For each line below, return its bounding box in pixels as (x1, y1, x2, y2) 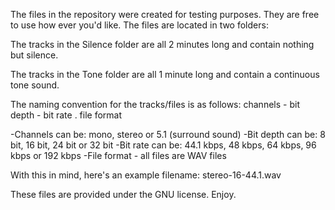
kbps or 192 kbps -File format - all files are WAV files (10, 150, 227, 161)
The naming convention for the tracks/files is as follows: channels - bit (10, 99, 300, 110)
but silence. (10, 49, 59, 61)
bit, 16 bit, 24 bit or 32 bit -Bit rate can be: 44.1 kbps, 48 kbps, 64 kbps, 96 (10, 139, 317, 151)
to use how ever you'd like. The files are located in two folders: (10, 19, 269, 31)
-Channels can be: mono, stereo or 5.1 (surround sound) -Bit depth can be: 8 (10, 129, 326, 140)
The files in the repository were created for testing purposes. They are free (10, 9, 320, 20)
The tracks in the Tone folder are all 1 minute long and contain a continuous (10, 69, 320, 80)
